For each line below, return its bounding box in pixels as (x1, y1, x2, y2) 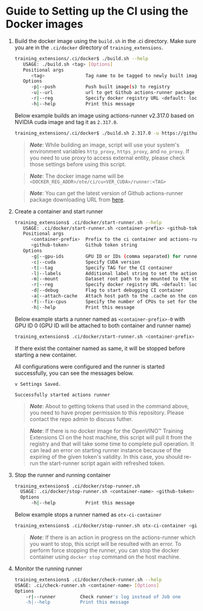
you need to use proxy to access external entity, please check (29, 154, 185, 161)
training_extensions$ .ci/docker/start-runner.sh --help (14, 219, 162, 226)
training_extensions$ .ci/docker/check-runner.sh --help (14, 576, 162, 582)
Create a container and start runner (14, 208, 103, 215)
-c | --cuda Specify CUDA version (30, 259, 140, 265)
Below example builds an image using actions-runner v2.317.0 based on (14, 111, 194, 119)
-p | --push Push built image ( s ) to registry (30, 84, 170, 90)
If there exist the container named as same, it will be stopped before (14, 344, 185, 352)
